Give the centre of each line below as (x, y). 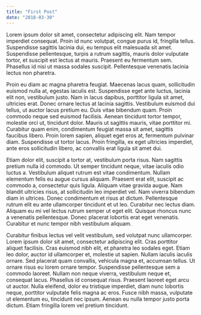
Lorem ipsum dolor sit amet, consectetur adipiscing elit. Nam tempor (91, 34)
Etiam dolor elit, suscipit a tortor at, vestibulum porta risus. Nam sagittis (94, 160)
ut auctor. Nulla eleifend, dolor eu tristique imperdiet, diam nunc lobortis (95, 286)
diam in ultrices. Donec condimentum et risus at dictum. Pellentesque (92, 198)
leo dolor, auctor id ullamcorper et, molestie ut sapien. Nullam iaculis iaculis (99, 254)
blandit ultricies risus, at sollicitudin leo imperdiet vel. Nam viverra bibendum (100, 191)
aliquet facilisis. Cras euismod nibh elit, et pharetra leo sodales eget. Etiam (98, 248)
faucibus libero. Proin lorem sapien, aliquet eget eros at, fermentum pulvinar (100, 135)
